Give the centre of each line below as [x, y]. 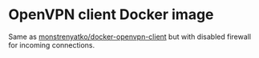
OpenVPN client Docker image [111, 15]
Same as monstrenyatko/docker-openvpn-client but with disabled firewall [129, 37]
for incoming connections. [52, 44]
